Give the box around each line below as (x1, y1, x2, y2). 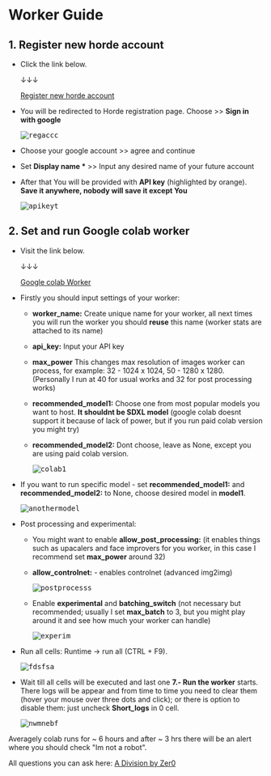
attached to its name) (32, 325, 104, 335)
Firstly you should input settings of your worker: (19, 293, 180, 303)
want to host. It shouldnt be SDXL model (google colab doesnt (32, 407, 242, 417)
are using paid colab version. (32, 448, 129, 458)
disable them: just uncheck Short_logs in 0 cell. (19, 702, 180, 713)
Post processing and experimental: (19, 519, 137, 528)
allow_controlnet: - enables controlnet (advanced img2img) (32, 567, 233, 577)
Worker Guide (8, 6, 104, 24)
